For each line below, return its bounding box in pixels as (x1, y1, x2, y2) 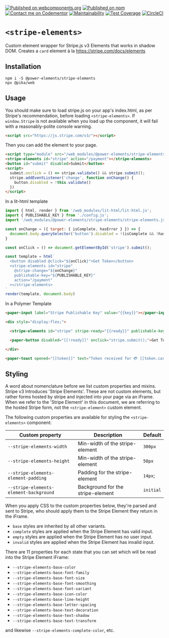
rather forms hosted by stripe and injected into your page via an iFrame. (5, 394, 154, 400)
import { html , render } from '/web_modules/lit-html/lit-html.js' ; (5, 208, 152, 214)
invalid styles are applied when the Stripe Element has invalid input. (12, 539, 155, 545)
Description (94, 432, 122, 439)
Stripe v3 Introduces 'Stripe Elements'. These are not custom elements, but (5, 388, 161, 395)
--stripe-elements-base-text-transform (12, 618, 97, 624)
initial (143, 487, 161, 493)
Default (143, 432, 161, 439)
